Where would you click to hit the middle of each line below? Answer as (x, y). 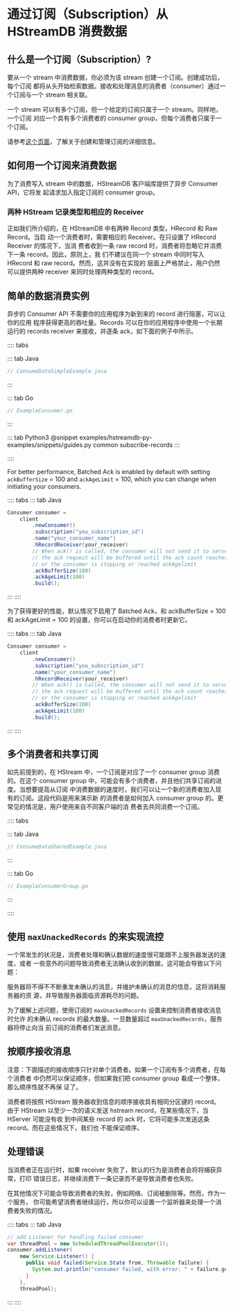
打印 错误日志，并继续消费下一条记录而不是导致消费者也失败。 (108, 1178)
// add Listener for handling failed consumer (76, 1237)
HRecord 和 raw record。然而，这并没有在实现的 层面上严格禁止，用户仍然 (114, 263)
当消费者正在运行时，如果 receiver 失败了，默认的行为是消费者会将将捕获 (112, 1170)
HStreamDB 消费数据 (67, 32)
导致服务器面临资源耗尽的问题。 (97, 995)
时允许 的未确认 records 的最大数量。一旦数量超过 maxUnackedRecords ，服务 (115, 1019)
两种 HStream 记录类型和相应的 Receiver (76, 212)
